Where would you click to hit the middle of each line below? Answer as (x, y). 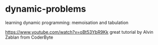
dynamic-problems (45, 9)
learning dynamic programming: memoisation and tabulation (67, 22)
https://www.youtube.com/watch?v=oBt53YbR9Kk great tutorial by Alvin (79, 32)
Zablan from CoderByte (29, 37)
